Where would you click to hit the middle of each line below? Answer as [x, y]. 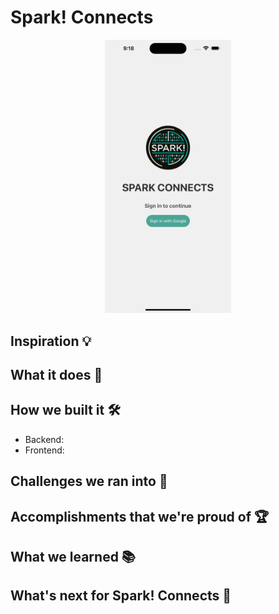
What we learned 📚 [73, 557]
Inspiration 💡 [51, 341]
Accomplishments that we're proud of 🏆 [140, 516]
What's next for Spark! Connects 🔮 [121, 596]
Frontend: [44, 450]
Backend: [44, 439]
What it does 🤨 [56, 375]
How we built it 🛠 [65, 410]
